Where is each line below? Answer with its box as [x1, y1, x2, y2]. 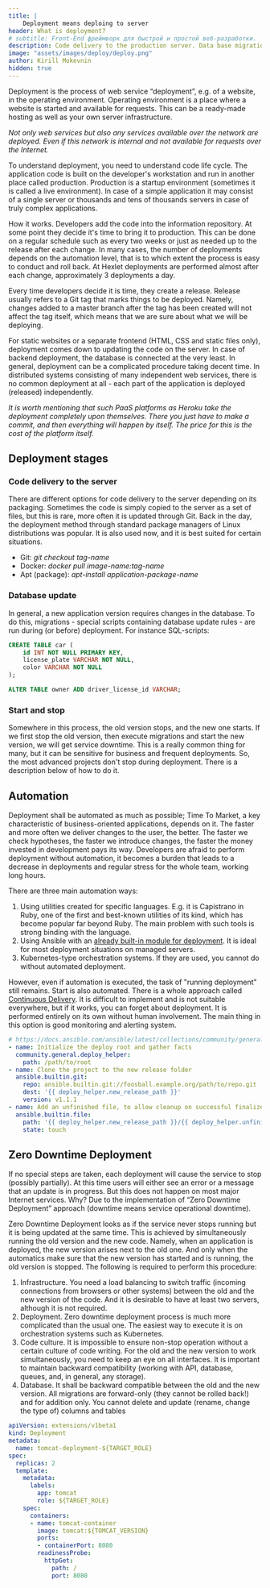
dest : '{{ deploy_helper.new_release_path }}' [22, 1088, 182, 1096]
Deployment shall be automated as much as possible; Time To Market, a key [8, 811, 261, 821]
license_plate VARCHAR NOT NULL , [22, 656, 135, 664]
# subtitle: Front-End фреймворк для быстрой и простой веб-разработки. [8, 34, 257, 43]
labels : [29, 1482, 56, 1490]
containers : [29, 1511, 70, 1519]
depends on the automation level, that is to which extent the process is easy [8, 253, 260, 263]
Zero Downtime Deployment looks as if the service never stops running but [8, 1219, 257, 1229]
